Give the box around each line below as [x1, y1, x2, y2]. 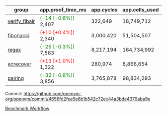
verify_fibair [7, 18, 35, 24]
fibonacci [7, 32, 30, 39]
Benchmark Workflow [5, 106, 50, 111]
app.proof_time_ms [39, 6, 87, 13]
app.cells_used [122, 6, 159, 13]
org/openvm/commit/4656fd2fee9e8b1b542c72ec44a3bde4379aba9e [5, 96, 151, 102]
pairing [7, 75, 24, 81]
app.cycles [91, 6, 118, 13]
